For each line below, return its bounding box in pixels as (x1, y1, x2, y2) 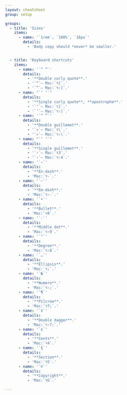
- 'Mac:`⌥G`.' (27, 378, 57, 383)
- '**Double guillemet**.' (27, 123, 83, 128)
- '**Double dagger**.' (27, 318, 77, 323)
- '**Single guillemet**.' (27, 146, 83, 151)
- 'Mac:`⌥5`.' (27, 359, 57, 365)
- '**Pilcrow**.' (27, 299, 63, 304)
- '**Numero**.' (27, 280, 61, 285)
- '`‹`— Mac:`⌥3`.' (27, 150, 68, 155)
